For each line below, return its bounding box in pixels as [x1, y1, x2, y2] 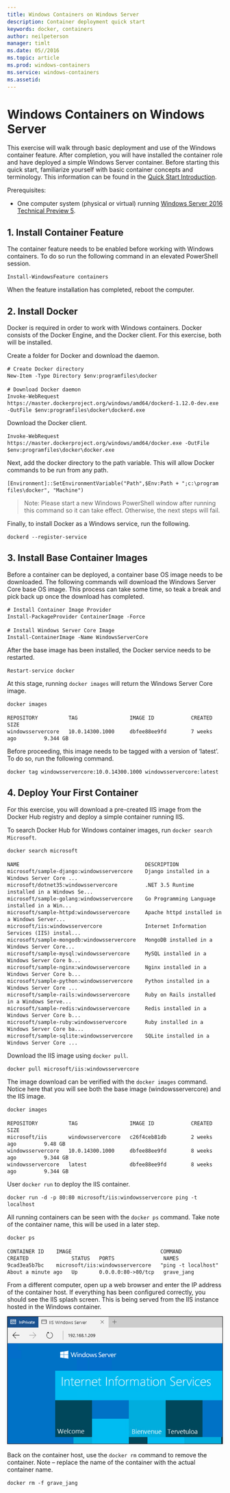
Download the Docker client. [7, 419, 88, 427]
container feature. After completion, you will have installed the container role [7, 151, 223, 159]
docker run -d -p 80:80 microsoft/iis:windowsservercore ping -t [7, 1194, 197, 1201]
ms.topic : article [7, 55, 60, 62]
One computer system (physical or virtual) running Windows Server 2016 [16, 200, 223, 208]
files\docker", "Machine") [7, 487, 84, 494]
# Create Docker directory [7, 366, 84, 373]
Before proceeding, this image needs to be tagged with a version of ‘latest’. [7, 747, 219, 755]
